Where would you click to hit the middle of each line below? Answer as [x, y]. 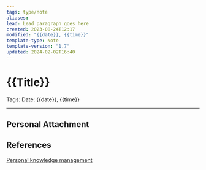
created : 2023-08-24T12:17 [41, 29]
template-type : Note [33, 41]
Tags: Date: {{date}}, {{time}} [43, 99]
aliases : [17, 18]
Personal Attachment [48, 124]
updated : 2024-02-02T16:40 [41, 52]
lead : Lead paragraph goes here [48, 23]
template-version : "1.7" [38, 47]
